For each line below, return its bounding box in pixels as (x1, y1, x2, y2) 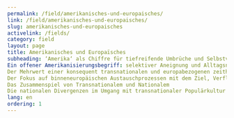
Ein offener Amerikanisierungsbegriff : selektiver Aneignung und (7, 62, 201, 69)
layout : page (7, 42, 45, 49)
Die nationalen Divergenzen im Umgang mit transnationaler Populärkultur (7, 87, 226, 94)
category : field (7, 36, 54, 43)
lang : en (7, 94, 33, 101)
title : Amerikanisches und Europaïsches (7, 49, 127, 56)
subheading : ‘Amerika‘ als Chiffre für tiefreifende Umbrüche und (7, 56, 204, 62)
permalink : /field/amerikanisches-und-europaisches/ (7, 10, 164, 17)
